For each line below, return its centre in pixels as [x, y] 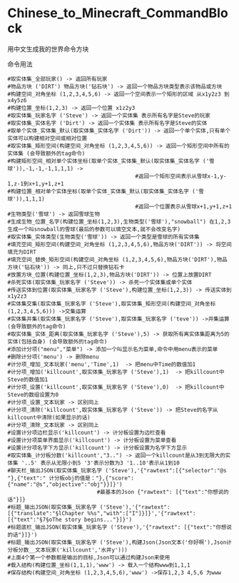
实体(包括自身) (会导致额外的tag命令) [57, 341]
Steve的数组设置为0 [33, 395]
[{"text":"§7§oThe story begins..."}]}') [70, 519]
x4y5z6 [17, 100]
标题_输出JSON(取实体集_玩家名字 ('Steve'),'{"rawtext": [90, 507]
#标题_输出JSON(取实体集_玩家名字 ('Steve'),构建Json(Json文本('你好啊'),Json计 [119, 542]
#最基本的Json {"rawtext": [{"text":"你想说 [160, 492]
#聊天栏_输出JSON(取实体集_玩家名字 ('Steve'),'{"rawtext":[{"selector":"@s [117, 470]
